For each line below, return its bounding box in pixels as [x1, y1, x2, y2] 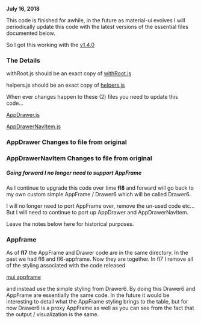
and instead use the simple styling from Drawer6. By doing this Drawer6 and [6, 285, 196, 293]
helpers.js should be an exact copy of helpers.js [6, 81, 125, 89]
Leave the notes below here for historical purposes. [6, 220, 134, 228]
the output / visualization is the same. [6, 311, 99, 318]
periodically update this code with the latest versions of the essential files [6, 23, 188, 30]
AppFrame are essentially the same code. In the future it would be [6, 291, 170, 299]
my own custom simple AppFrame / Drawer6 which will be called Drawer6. [6, 191, 191, 198]
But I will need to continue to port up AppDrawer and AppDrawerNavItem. [6, 209, 189, 216]
